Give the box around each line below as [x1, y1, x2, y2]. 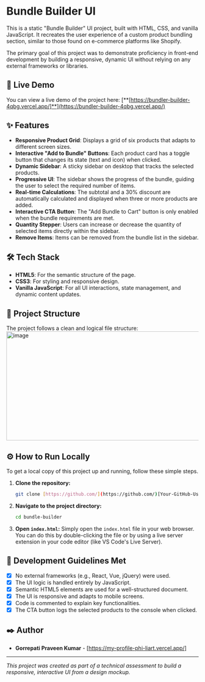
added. [15, 201, 34, 209]
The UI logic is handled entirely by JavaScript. [15, 578, 131, 586]
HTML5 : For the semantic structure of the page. [15, 271, 136, 279]
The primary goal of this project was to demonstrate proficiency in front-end [6, 49, 198, 56]
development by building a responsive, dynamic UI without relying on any [6, 56, 191, 63]
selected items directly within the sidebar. [15, 227, 120, 234]
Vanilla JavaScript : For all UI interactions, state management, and [15, 284, 181, 292]
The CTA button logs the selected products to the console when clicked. [15, 606, 197, 614]
